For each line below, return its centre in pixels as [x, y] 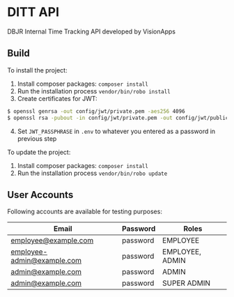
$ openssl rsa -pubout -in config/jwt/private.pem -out [90, 118]
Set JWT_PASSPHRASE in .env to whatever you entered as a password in [116, 131]
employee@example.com [52, 241]
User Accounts [40, 195]
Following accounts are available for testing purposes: [85, 212]
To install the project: [37, 70]
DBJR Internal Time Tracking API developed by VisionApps [92, 31]
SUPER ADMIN [187, 283]
